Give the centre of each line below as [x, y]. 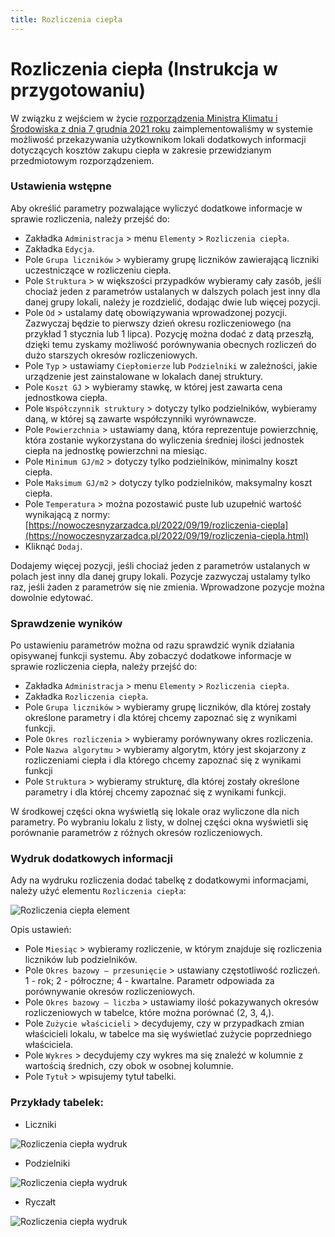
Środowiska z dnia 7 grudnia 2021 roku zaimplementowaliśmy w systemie [161, 128]
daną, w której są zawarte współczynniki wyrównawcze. [140, 418]
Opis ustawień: [41, 930]
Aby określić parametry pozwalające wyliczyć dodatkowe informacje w [156, 208]
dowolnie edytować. [52, 597]
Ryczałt [40, 1202]
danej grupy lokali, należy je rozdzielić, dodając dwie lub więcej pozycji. [172, 302]
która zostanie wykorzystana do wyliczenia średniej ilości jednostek [164, 440]
